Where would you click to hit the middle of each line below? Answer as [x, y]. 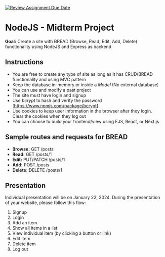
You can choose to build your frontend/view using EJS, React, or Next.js [85, 121]
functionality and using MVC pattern [49, 79]
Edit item [21, 239]
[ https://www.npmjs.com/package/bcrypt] [55, 105]
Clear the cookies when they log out [49, 116]
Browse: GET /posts [33, 149]
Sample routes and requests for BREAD [66, 137]
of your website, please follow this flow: [46, 203]
